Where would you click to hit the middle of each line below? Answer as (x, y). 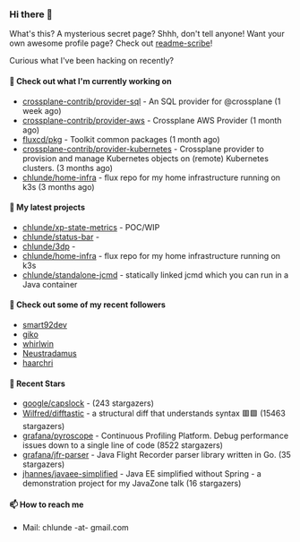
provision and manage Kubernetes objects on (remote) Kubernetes (145, 158)
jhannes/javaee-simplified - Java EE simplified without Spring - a (141, 474)
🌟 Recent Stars (37, 383)
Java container (50, 284)
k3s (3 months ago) (59, 186)
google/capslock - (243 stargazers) (88, 403)
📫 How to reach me (47, 504)
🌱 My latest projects (47, 207)
